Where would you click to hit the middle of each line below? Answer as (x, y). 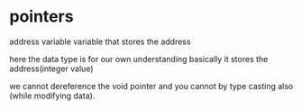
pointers (41, 17)
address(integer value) (51, 69)
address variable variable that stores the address (100, 41)
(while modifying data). (52, 96)
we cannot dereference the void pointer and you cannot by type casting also (151, 86)
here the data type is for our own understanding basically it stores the (139, 59)
